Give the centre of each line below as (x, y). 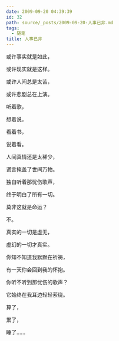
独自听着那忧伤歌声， (32, 182)
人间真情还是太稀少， (32, 157)
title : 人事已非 (24, 39)
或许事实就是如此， (29, 56)
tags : (13, 28)
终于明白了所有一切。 (32, 194)
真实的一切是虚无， (29, 232)
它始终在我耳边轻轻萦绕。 (37, 295)
